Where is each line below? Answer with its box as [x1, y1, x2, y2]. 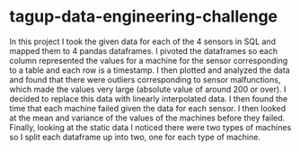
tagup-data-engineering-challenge [9, 6, 278, 27]
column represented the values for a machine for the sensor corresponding [9, 55, 288, 66]
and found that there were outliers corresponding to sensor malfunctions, [9, 74, 281, 84]
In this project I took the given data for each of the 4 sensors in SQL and [9, 36, 277, 47]
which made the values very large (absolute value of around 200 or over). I [9, 84, 287, 94]
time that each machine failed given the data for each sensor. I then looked [9, 102, 287, 113]
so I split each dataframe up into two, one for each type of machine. [9, 131, 260, 142]
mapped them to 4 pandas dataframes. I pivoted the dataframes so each [9, 45, 278, 56]
